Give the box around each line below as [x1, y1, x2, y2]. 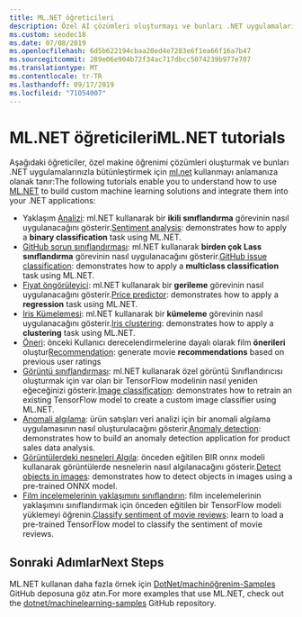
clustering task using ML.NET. [22, 328, 137, 339]
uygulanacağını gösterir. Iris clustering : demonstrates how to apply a [22, 318, 274, 329]
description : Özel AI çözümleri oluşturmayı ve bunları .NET [9, 22, 244, 31]
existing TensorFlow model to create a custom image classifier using [22, 395, 277, 405]
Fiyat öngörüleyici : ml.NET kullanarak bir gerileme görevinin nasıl [22, 280, 264, 291]
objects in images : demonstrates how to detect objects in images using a [22, 471, 293, 482]
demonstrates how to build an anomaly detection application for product [22, 433, 290, 444]
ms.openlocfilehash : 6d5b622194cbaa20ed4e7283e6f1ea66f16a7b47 [9, 47, 252, 56]
